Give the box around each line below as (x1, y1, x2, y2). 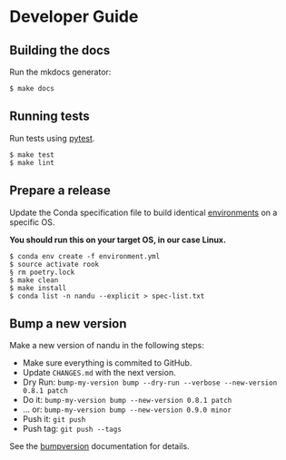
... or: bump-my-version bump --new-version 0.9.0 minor (22, 404, 232, 415)
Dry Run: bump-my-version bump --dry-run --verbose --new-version (22, 377, 278, 387)
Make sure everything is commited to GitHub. (22, 357, 192, 368)
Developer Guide (9, 6, 139, 27)
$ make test (9, 150, 54, 160)
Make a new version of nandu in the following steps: (9, 340, 204, 351)
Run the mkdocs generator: (9, 66, 112, 77)
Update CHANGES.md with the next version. (22, 367, 176, 378)
